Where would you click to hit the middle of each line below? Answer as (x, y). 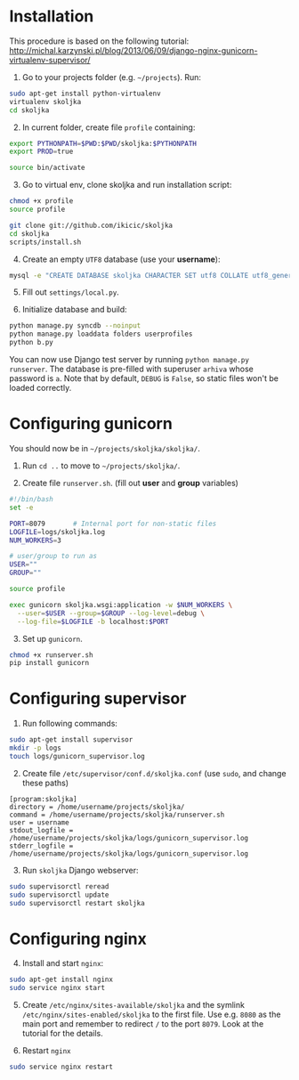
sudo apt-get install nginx (61, 980)
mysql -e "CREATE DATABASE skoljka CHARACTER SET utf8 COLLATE (129, 275)
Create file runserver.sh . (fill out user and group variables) (130, 483)
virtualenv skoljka (45, 102)
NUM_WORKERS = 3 (36, 540)
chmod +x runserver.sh (51, 655)
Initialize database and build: (74, 310)
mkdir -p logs (36, 748)
